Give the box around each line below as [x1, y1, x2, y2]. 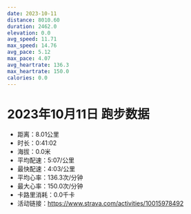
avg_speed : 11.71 [7, 36, 57, 43]
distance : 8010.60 [7, 17, 60, 23]
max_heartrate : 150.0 [7, 68, 70, 75]
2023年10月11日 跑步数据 [7, 106, 150, 121]
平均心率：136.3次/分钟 [17, 173, 83, 182]
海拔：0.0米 [17, 148, 51, 156]
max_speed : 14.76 [7, 42, 57, 49]
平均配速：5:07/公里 [17, 156, 74, 164]
